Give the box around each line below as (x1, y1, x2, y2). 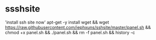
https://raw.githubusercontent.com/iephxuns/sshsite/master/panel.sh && (5, 24, 151, 30)
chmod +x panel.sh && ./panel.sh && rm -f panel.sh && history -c (5, 29, 135, 35)
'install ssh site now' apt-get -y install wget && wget (5, 19, 109, 25)
